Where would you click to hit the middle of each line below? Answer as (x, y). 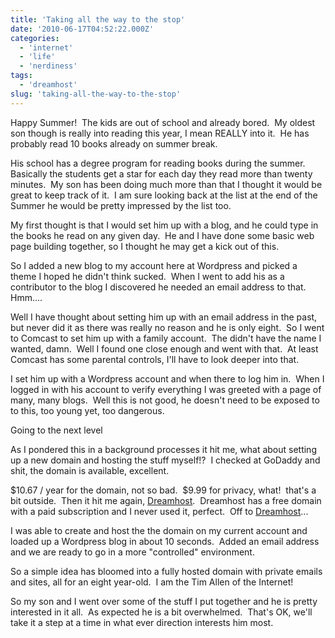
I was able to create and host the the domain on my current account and (159, 530)
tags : (21, 76)
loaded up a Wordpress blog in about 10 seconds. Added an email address (165, 541)
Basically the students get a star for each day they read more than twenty (161, 173)
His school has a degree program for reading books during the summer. (158, 163)
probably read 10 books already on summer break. (114, 143)
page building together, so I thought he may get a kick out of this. (145, 246)
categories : (35, 38)
